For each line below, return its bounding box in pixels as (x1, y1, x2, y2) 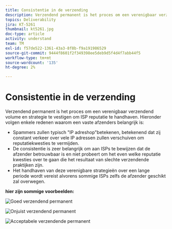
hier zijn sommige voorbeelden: (5, 188, 74, 195)
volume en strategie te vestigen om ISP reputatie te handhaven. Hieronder (5, 114, 161, 120)
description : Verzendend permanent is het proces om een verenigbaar (5, 12, 157, 17)
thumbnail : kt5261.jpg (5, 27, 54, 32)
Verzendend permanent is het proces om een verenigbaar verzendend (5, 108, 154, 115)
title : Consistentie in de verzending (5, 7, 88, 13)
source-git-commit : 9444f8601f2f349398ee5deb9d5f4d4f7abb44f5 (5, 50, 141, 55)
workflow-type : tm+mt (5, 55, 52, 61)
